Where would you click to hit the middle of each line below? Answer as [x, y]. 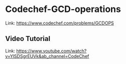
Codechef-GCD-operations [63, 9]
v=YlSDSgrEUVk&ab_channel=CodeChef [47, 56]
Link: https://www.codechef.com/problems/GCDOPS [60, 23]
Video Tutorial [28, 39]
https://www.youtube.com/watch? [51, 50]
